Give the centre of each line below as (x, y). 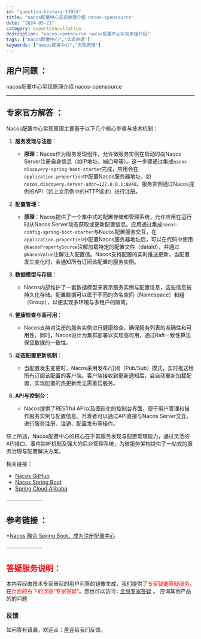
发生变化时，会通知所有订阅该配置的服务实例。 (81, 262)
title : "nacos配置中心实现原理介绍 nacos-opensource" (70, 17)
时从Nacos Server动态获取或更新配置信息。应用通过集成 (93, 224)
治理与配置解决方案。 (37, 451)
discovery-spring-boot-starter (63, 169)
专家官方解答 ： (35, 113)
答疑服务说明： (34, 568)
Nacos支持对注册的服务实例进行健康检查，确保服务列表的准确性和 (105, 328)
